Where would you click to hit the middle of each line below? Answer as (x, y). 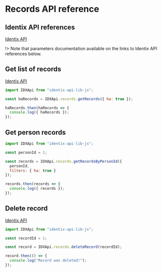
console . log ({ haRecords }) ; (39, 112)
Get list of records (33, 69)
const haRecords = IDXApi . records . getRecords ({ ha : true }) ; (69, 99)
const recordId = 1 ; (26, 238)
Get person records (35, 132)
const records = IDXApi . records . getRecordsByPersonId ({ (64, 161)
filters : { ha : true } (33, 171)
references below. (23, 54)
